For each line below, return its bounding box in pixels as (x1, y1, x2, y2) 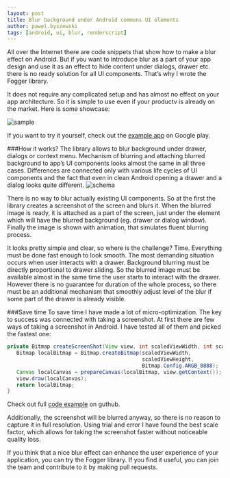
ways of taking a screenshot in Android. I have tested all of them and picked (7, 323, 221, 331)
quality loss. (7, 436, 41, 444)
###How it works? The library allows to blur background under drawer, (7, 144, 207, 153)
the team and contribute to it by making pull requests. (7, 463, 158, 471)
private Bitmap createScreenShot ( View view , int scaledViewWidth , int (7, 343, 213, 350)
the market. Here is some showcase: (7, 105, 110, 113)
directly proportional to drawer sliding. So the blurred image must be (7, 266, 201, 274)
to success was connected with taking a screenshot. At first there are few (7, 316, 215, 324)
